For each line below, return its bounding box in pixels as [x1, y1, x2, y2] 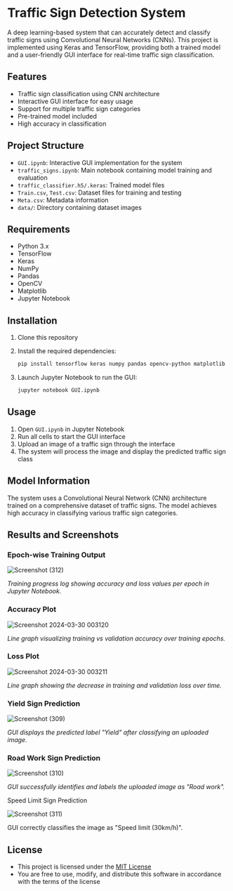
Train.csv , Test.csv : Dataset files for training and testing [17, 188, 182, 197]
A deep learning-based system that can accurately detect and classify [7, 28, 211, 37]
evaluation [17, 173, 48, 182]
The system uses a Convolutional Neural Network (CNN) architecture [7, 494, 207, 502]
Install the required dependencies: [17, 347, 117, 355]
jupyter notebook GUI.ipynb [17, 387, 100, 394]
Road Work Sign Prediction [7, 753, 101, 763]
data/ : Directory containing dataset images [17, 203, 142, 211]
